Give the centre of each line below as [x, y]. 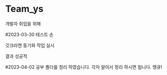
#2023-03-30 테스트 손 [29, 34]
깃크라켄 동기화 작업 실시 [30, 45]
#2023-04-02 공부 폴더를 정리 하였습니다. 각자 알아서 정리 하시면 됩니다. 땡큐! [84, 67]
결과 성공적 [16, 56]
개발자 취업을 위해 [23, 23]
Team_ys [24, 9]
